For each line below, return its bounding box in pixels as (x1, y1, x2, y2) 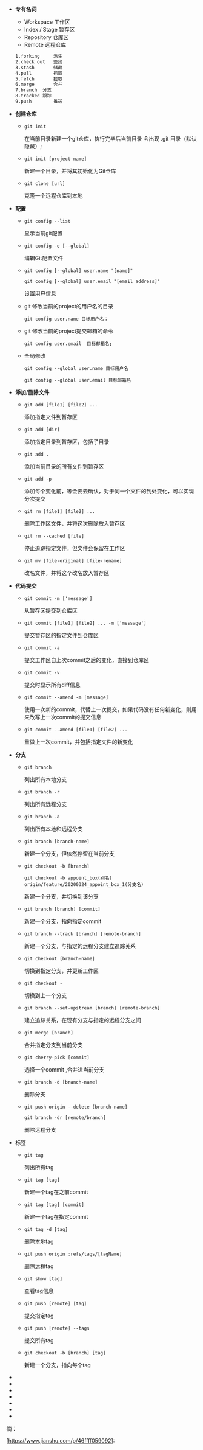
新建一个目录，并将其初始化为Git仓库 (24, 167, 117, 175)
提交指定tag (24, 1312, 54, 1319)
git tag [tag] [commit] (24, 1201, 85, 1208)
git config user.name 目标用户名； (24, 316, 109, 322)
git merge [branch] (24, 1030, 74, 1036)
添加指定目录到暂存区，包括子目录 (24, 437, 110, 445)
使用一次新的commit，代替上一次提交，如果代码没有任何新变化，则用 (24, 705, 197, 713)
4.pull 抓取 (15, 70, 62, 76)
